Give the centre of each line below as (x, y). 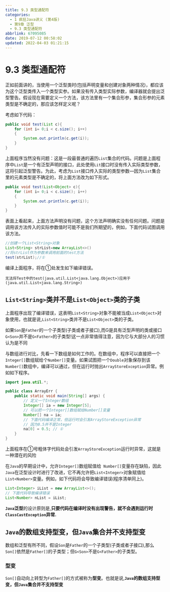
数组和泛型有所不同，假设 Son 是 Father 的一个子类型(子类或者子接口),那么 (80, 545)
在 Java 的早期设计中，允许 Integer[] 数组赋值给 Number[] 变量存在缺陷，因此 (83, 466)
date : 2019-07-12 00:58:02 (34, 39)
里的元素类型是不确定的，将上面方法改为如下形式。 (58, 177)
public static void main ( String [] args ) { (60, 396)
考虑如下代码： (21, 114)
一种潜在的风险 (21, 455)
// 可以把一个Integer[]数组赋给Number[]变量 (67, 410)
